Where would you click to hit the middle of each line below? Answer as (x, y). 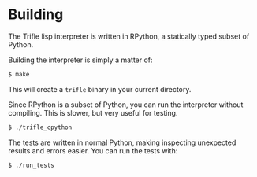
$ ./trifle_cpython (40, 127)
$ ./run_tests (32, 165)
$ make (19, 74)
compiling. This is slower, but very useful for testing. (93, 112)
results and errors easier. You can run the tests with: (93, 150)
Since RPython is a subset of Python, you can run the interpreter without (126, 105)
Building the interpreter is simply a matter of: (80, 60)
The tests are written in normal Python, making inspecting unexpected (122, 142)
